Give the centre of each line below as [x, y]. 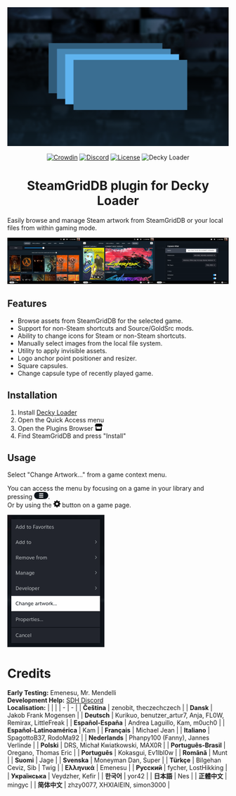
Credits [29, 673]
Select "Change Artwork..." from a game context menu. [87, 474]
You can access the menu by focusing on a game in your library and [106, 489]
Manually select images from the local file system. [90, 343]
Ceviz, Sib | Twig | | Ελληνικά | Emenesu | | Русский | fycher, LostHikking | [117, 768]
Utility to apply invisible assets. [62, 350]
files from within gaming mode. [52, 228]
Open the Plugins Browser [55, 428]
